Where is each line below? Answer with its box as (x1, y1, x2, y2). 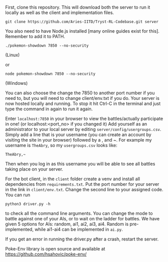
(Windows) (5, 80, 28, 86)
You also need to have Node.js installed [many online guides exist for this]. (5, 28, 160, 34)
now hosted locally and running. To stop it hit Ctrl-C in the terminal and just (5, 100, 161, 106)
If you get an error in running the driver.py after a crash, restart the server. (5, 236, 159, 242)
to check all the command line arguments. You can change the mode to (5, 210, 153, 216)
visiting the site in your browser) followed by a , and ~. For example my (5, 137, 152, 143)
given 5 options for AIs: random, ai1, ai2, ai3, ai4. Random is (5, 221, 129, 227)
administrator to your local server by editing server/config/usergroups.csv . (5, 126, 161, 132)
